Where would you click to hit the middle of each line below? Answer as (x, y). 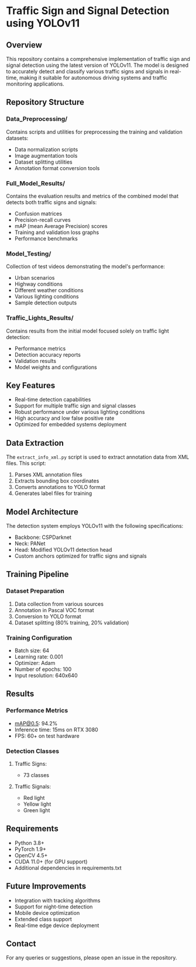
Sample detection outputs (46, 303)
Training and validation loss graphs (57, 232)
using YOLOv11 (43, 23)
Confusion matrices (38, 213)
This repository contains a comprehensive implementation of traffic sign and (98, 59)
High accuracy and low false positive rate (64, 418)
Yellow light (37, 804)
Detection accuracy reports (47, 354)
